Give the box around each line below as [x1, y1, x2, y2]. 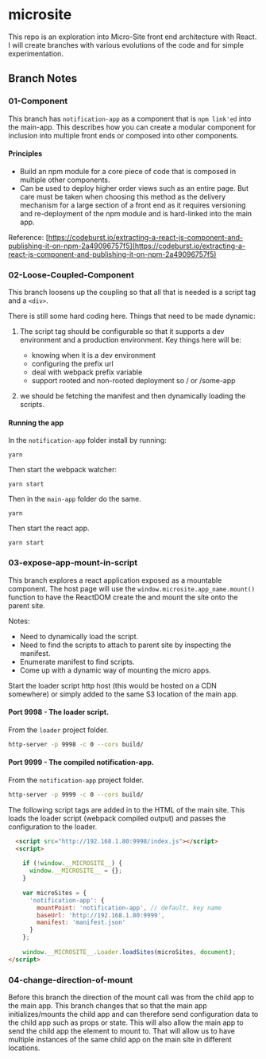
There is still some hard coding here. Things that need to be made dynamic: [8, 312, 256, 321]
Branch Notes [8, 72, 78, 85]
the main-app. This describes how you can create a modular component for [8, 122, 256, 132]
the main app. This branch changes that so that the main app [8, 1000, 208, 1011]
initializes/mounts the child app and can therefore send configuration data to [8, 1009, 259, 1018]
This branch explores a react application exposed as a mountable [8, 575, 222, 585]
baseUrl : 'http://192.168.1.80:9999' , [37, 911, 165, 919]
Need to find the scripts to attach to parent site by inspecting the [19, 640, 232, 650]
